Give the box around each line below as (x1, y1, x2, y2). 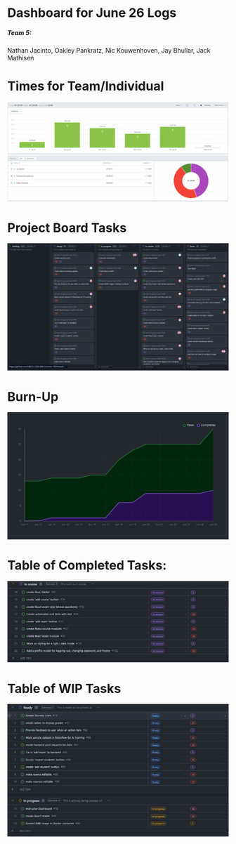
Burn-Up (7, 388, 59, 404)
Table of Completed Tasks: (7, 558, 167, 574)
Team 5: (7, 28, 32, 37)
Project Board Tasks (7, 220, 127, 236)
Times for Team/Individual (7, 79, 164, 94)
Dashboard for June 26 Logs (7, 5, 177, 21)
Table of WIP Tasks (7, 680, 122, 697)
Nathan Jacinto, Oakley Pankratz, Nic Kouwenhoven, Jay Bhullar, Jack (7, 46, 211, 55)
